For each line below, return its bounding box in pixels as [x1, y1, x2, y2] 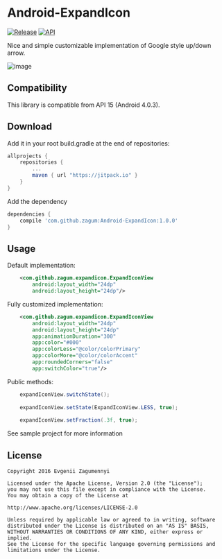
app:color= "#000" [32, 339, 82, 346]
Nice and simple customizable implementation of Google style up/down [7, 41, 212, 49]
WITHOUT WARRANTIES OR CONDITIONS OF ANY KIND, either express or [7, 528, 203, 535]
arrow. [7, 49, 26, 57]
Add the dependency [7, 197, 68, 205]
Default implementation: [7, 261, 76, 270]
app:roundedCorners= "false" [32, 359, 113, 365]
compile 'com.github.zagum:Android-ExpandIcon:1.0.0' [19, 217, 178, 224]
